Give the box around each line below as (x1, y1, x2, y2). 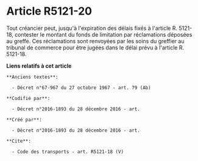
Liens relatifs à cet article (6, 62, 72, 70)
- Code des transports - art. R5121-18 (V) (12, 148, 124, 155)
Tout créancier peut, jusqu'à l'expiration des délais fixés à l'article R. (6, 24, 178, 32)
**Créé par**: (6, 116, 43, 123)
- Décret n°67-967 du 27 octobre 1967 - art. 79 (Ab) (12, 84, 151, 91)
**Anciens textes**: (6, 74, 59, 80)
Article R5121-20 (6, 4, 93, 18)
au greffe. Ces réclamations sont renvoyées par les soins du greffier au (6, 37, 185, 45)
